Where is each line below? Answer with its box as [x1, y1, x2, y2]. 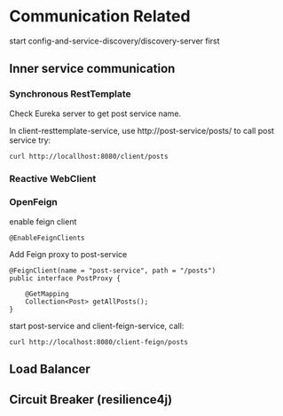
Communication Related [9, 6, 191, 27]
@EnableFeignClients [9, 233, 86, 242]
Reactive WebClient [9, 172, 97, 184]
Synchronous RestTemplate [9, 88, 131, 100]
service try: [9, 135, 51, 145]
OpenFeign [9, 196, 58, 208]
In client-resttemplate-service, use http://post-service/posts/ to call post [9, 125, 275, 136]
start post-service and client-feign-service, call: [9, 320, 185, 331]
